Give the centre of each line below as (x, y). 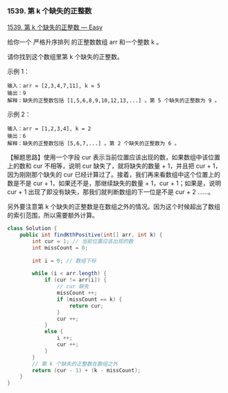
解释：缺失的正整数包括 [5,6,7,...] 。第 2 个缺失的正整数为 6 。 (94, 143)
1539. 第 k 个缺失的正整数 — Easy (55, 27)
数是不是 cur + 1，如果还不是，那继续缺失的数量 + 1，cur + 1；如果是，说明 (114, 183)
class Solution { (32, 229)
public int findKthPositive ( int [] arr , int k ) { (91, 235)
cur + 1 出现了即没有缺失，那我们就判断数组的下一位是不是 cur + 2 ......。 (111, 192)
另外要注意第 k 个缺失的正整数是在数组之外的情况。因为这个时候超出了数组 (114, 207)
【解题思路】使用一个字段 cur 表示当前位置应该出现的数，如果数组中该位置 (114, 157)
